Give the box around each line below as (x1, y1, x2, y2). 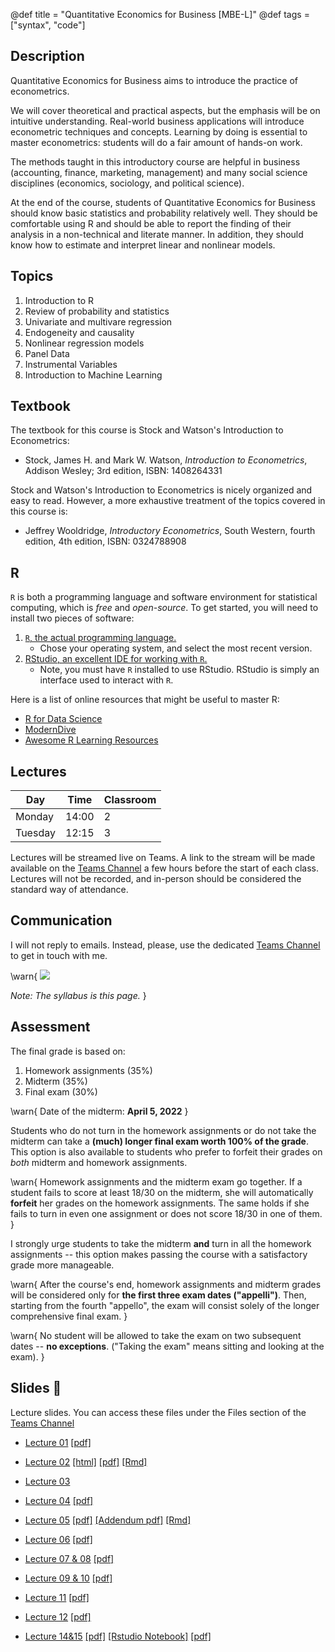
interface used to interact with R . (39, 674, 174, 686)
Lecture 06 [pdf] (24, 1533, 93, 1545)
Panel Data (24, 347, 70, 359)
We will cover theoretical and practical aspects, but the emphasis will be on (10, 104, 321, 116)
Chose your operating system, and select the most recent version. (39, 642, 313, 654)
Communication (10, 912, 113, 929)
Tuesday (15, 826, 56, 840)
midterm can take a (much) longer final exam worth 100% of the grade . (10, 1135, 310, 1147)
